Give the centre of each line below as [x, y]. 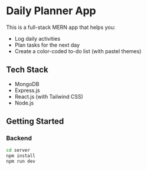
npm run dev [21, 161]
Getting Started [35, 121]
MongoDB [27, 84]
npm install [21, 156]
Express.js [27, 90]
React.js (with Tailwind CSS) [49, 96]
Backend [19, 138]
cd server [18, 151]
